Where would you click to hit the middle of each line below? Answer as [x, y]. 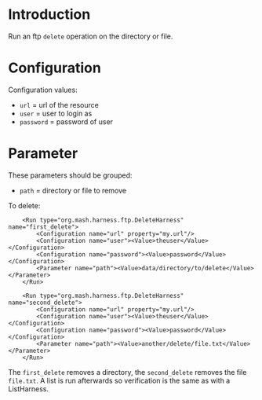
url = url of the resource [59, 105]
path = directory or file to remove [73, 190]
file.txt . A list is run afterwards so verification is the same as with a [119, 380]
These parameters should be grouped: [70, 175]
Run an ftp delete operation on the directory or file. [91, 36]
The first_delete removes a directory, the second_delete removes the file [127, 372]
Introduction [49, 15]
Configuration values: [43, 90]
